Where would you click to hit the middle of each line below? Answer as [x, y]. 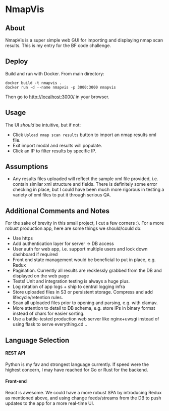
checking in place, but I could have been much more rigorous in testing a [88, 190]
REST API [15, 353]
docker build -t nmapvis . [34, 83]
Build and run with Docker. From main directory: [55, 73]
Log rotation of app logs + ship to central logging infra [69, 286]
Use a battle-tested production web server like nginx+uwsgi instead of [86, 319]
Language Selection [37, 340]
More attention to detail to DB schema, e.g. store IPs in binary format [84, 308]
